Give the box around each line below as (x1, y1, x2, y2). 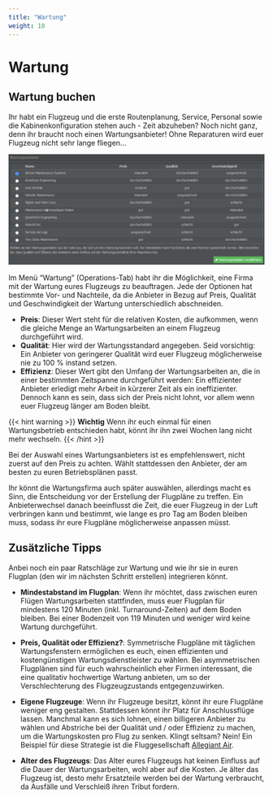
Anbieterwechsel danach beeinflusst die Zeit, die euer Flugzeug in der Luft (8, 501, 258, 511)
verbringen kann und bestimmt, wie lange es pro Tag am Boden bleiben (8, 509, 248, 519)
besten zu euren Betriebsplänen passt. (8, 467, 138, 477)
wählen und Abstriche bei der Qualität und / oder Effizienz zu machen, (19, 722, 256, 732)
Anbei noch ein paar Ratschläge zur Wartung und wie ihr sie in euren (8, 563, 238, 572)
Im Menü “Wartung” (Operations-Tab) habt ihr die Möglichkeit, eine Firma (8, 273, 253, 283)
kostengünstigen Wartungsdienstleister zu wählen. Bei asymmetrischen (19, 655, 260, 664)
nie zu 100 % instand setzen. (19, 358, 117, 368)
